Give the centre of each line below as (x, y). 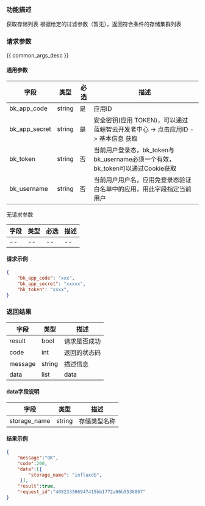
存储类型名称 (97, 421)
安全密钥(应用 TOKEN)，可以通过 (141, 120)
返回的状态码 (82, 352)
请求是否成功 (82, 341)
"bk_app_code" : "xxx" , (46, 278)
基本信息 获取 (118, 138)
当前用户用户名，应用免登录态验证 (142, 180)
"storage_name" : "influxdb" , (65, 475)
